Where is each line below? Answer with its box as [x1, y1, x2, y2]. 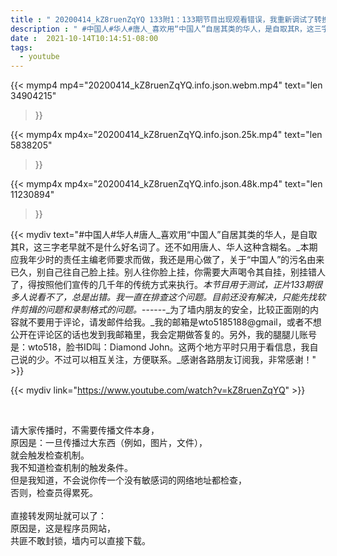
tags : [10, 42, 33, 53]
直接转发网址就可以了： [10, 510, 107, 522]
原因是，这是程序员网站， [10, 522, 116, 535]
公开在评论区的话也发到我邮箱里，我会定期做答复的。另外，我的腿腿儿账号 [10, 329, 317, 341]
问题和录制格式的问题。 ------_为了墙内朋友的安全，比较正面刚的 [44, 304, 311, 316]
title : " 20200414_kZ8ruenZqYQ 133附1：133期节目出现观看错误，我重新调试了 [10, 14, 315, 25]
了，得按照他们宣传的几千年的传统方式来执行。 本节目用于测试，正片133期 [10, 279, 314, 291]
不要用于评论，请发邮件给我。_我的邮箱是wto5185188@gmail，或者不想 [27, 316, 322, 328]
